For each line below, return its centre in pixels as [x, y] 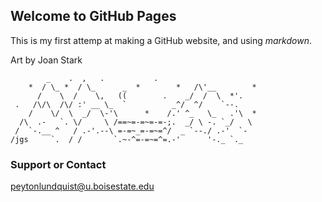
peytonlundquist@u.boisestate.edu [82, 186]
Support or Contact [58, 164]
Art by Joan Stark [46, 60]
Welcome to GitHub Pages [93, 16]
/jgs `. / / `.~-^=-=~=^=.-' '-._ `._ [127, 139]
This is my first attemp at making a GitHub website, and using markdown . [161, 40]
